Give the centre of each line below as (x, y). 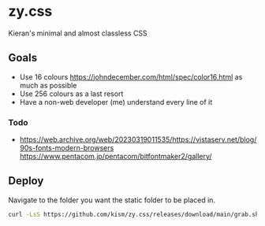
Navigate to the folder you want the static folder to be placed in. (112, 200)
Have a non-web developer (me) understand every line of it (116, 102)
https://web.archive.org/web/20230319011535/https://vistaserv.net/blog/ (138, 139)
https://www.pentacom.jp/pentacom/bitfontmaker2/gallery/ (116, 157)
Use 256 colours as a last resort (71, 94)
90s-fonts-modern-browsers (67, 148)
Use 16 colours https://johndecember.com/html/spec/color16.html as (131, 76)
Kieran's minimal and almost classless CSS (78, 33)
